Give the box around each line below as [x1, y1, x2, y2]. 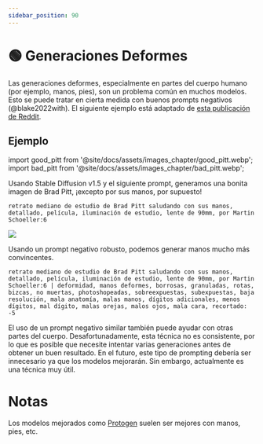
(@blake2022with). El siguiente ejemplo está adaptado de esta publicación [8, 103, 250, 112]
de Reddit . [8, 112, 42, 121]
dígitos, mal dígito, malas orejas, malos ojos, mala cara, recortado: [8, 303, 247, 310]
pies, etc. [8, 427, 38, 436]
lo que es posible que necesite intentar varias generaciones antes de [8, 339, 232, 350]
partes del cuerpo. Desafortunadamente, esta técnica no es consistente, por [8, 332, 255, 341]
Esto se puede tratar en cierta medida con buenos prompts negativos [8, 95, 233, 105]
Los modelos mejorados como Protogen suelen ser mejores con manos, [8, 418, 241, 428]
